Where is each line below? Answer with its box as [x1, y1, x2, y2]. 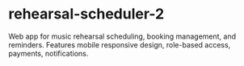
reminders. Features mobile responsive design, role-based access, [8, 39, 231, 49]
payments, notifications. [8, 48, 89, 58]
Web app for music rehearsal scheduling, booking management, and [8, 31, 237, 41]
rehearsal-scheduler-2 [8, 5, 165, 23]
